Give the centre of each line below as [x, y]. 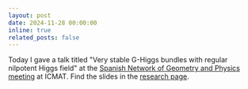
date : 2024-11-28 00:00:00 [53, 23]
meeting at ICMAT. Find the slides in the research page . [99, 76]
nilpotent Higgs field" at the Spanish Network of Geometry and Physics [124, 69]
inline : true [30, 30]
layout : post [30, 15]
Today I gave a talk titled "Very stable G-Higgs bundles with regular [118, 60]
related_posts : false [44, 37]
